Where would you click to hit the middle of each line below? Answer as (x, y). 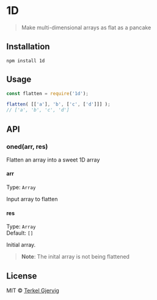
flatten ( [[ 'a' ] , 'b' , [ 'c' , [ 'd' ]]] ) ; (59, 104)
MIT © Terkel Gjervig (33, 291)
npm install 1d (26, 61)
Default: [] (20, 233)
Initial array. (21, 245)
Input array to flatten (32, 199)
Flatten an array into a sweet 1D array (53, 160)
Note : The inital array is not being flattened (75, 257)
